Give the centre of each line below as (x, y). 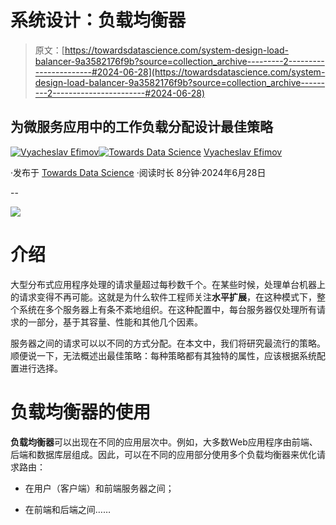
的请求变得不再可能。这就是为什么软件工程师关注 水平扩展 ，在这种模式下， (163, 297)
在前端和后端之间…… (67, 509)
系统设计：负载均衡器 (98, 20)
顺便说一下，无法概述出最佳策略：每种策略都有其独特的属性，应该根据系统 (163, 355)
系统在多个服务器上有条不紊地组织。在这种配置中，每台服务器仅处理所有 (167, 309)
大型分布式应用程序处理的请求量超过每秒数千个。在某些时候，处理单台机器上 (168, 284)
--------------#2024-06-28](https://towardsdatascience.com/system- (180, 72)
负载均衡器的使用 (81, 412)
